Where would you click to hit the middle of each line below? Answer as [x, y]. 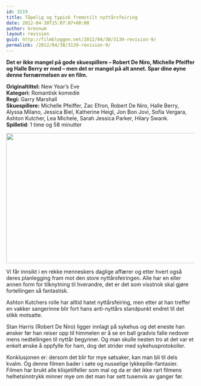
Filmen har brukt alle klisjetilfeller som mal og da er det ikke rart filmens [94, 370]
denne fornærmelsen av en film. [47, 75]
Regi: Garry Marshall [32, 99]
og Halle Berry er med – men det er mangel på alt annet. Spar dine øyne [96, 68]
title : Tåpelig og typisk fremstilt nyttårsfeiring [72, 17]
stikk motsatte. [25, 315]
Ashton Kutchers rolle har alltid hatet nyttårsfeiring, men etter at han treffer [98, 302]
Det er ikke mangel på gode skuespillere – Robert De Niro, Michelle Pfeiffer [100, 62]
